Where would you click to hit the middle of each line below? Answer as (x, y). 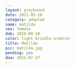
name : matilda (21, 24)
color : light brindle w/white (38, 39)
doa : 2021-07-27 (23, 58)
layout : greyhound (25, 10)
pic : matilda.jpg (24, 48)
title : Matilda (22, 43)
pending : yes (19, 53)
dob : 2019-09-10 (23, 34)
